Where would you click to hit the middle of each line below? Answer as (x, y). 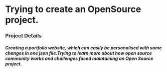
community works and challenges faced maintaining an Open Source (79, 58)
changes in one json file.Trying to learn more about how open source (78, 53)
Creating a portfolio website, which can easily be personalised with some (83, 48)
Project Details (23, 36)
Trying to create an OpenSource (73, 9)
